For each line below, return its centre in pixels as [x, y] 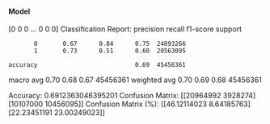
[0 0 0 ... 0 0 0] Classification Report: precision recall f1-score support [125, 29]
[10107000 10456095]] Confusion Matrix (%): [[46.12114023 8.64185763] [129, 104]
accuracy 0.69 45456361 [97, 65]
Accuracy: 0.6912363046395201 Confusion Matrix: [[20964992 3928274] [132, 96]
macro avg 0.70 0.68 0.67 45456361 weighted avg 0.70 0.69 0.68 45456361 [135, 80]
